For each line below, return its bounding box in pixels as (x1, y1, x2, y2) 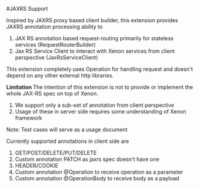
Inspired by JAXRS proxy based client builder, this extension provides (6, 17, 179, 23)
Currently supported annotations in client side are (6, 138, 129, 145)
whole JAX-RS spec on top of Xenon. (6, 90, 99, 97)
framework (14, 114, 43, 121)
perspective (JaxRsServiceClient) (14, 54, 98, 61)
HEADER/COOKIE (14, 162, 59, 169)
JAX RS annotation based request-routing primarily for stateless (14, 35, 174, 41)
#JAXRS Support (6, 5, 48, 12)
